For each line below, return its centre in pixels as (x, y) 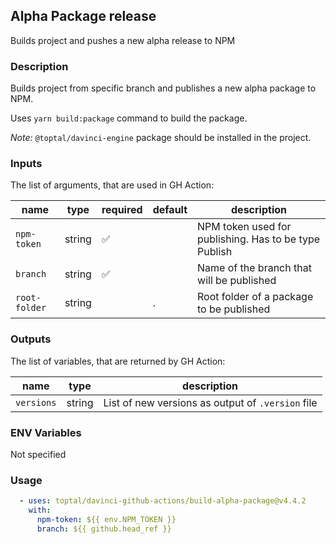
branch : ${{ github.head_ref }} (104, 529)
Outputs (31, 339)
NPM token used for (244, 227)
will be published (237, 281)
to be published (234, 309)
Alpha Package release (83, 16)
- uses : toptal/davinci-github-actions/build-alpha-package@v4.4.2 (163, 501)
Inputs (26, 164)
